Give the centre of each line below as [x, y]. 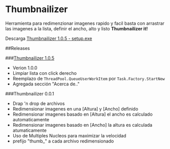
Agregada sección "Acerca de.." [46, 84]
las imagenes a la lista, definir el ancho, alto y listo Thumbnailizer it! [77, 28]
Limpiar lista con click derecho [45, 73]
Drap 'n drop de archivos [39, 103]
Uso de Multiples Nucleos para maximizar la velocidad [70, 135]
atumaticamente [29, 130]
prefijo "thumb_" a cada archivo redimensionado [63, 141]
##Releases [18, 48]
